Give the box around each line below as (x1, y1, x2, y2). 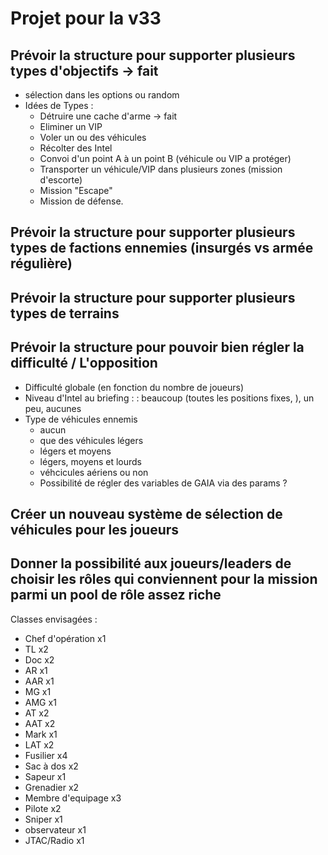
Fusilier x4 (24, 749, 68, 761)
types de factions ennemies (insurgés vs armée (10, 240, 314, 257)
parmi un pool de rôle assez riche (10, 587, 222, 604)
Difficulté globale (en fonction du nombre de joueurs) (24, 381, 245, 393)
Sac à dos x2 (24, 760, 79, 772)
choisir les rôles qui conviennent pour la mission (10, 571, 318, 588)
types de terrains (10, 305, 120, 322)
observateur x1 (24, 823, 87, 836)
